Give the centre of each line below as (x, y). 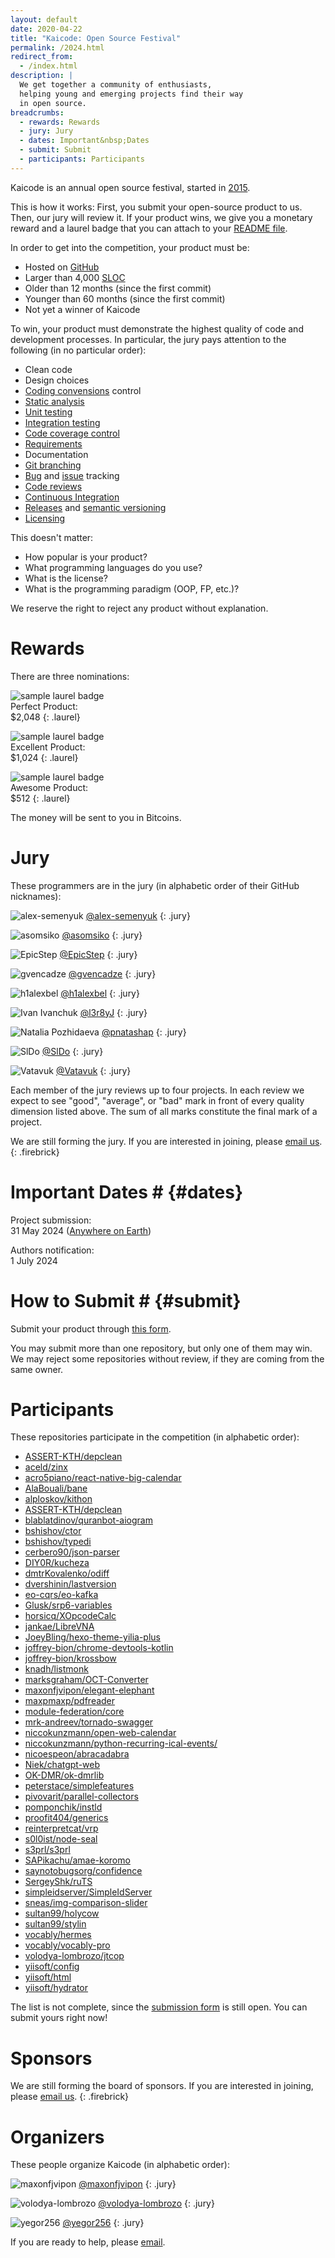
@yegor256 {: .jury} (103, 2223)
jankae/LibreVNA (59, 1627)
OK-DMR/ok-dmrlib (64, 1775)
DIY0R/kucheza (57, 1563)
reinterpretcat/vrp (61, 1828)
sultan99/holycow (62, 1913)
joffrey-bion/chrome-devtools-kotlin (99, 1648)
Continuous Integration (72, 497)
